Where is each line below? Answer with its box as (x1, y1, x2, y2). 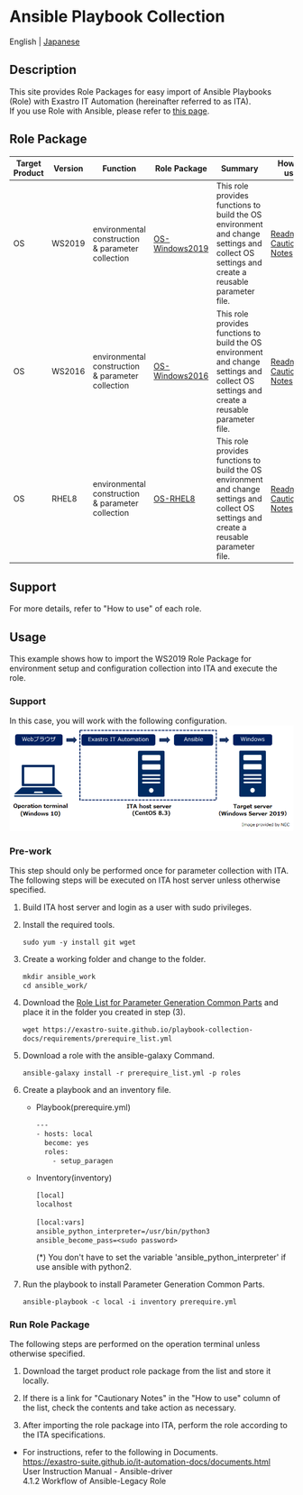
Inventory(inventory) (35, 1172, 113, 1183)
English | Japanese (9, 36, 80, 47)
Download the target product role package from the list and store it (22, 1366, 271, 1377)
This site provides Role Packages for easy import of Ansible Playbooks (9, 86, 272, 96)
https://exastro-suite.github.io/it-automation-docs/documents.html (22, 1456, 271, 1467)
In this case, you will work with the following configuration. (9, 715, 227, 727)
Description (9, 62, 77, 78)
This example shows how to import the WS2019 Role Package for (9, 653, 252, 664)
